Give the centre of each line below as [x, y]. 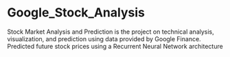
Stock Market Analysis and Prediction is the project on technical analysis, [111, 32]
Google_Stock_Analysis [76, 13]
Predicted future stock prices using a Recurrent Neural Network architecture [115, 46]
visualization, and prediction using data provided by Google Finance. [104, 38]
